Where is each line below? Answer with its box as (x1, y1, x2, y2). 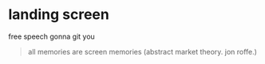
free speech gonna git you (8, 32, 96, 41)
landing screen (8, 6, 109, 24)
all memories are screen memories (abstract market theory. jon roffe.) (27, 47, 258, 56)
